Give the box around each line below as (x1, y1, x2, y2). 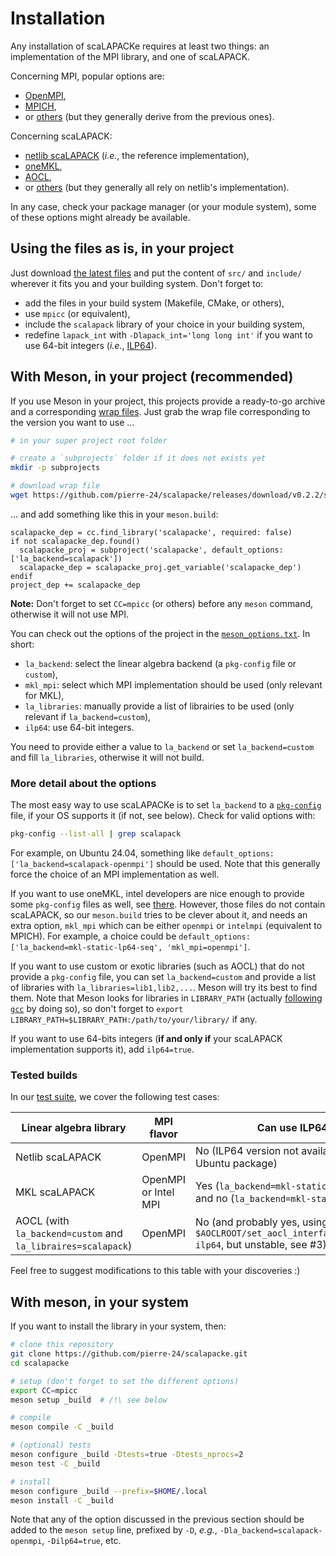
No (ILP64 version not (195, 1144, 299, 1158)
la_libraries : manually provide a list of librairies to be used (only (24, 700, 295, 712)
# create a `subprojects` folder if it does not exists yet (10, 453, 267, 464)
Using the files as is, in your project (10, 240, 235, 257)
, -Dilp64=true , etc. (41, 1535, 122, 1547)
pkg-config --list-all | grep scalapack (10, 829, 182, 839)
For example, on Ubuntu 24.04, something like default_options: (10, 847, 275, 859)
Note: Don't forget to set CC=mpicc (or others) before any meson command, (10, 597, 314, 609)
